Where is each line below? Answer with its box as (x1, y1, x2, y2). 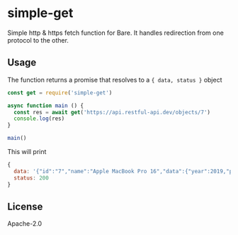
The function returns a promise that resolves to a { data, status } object (7, 75, 222, 84)
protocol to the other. (7, 35, 69, 44)
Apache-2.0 (7, 219, 42, 228)
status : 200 (13, 174, 50, 182)
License (7, 200, 43, 212)
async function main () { (7, 102, 84, 109)
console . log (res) (13, 115, 65, 122)
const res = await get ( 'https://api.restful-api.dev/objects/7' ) (13, 109, 211, 116)
